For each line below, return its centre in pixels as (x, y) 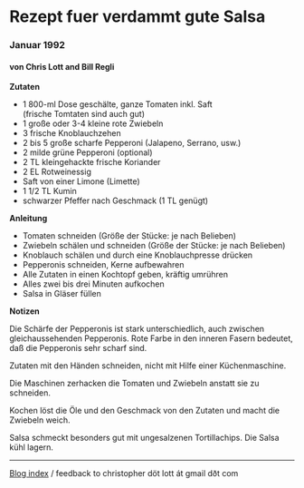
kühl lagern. (32, 447)
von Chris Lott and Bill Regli (62, 66)
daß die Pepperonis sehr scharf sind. (78, 348)
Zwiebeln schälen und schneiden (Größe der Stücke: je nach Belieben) (154, 246)
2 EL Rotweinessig (57, 172)
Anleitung (28, 219)
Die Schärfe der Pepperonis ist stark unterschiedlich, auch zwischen (137, 329)
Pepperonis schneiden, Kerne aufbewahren (103, 265)
